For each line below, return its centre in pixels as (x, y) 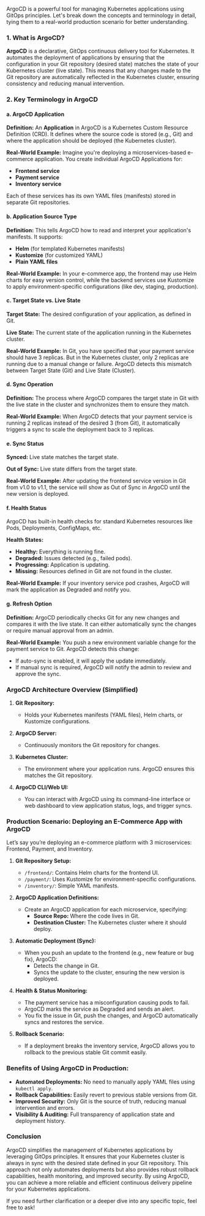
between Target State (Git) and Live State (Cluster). (71, 370)
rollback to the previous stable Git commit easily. (86, 1052)
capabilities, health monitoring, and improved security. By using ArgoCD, (98, 1176)
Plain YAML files (36, 261)
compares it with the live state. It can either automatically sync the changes (102, 624)
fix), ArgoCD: (41, 959)
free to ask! (21, 1207)
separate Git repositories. (38, 202)
